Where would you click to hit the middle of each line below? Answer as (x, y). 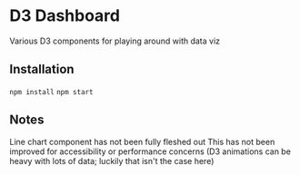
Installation (42, 69)
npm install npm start (51, 92)
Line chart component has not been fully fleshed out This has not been (142, 141)
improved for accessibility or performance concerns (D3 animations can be (150, 151)
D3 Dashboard (65, 16)
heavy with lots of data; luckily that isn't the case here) (112, 160)
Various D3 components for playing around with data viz (115, 41)
